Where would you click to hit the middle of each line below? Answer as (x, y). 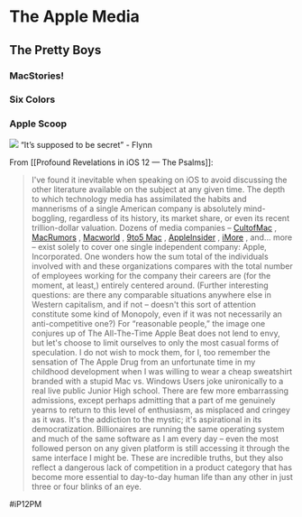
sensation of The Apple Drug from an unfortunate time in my (143, 362)
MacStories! (37, 76)
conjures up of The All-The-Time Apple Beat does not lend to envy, (156, 333)
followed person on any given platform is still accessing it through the (160, 448)
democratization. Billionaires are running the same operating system (158, 429)
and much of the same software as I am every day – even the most (155, 439)
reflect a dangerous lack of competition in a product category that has (162, 467)
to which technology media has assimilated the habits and (139, 198)
